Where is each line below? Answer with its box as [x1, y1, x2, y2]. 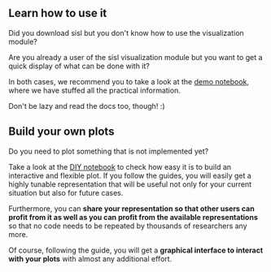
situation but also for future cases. [8, 188, 124, 197]
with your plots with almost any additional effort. [8, 253, 173, 263]
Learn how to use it [8, 6, 107, 20]
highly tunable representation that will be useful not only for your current [8, 179, 252, 189]
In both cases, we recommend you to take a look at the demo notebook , [8, 76, 250, 86]
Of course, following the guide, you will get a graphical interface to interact [8, 245, 264, 255]
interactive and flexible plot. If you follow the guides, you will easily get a [8, 171, 252, 180]
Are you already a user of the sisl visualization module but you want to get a [8, 52, 263, 62]
